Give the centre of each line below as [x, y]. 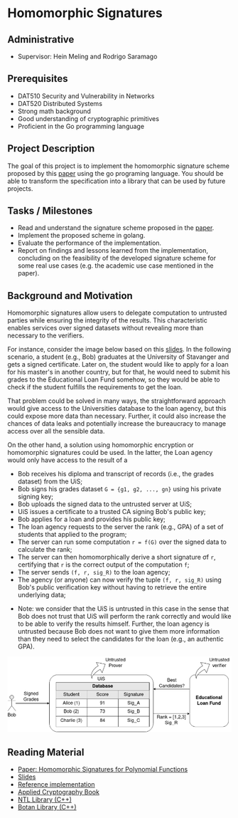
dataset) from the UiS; [50, 481]
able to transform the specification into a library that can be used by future [117, 181]
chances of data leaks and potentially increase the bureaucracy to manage [117, 424]
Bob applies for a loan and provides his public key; [91, 519]
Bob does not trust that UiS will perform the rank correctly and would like [124, 617]
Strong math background [54, 111]
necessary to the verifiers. [46, 335]
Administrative [41, 40]
